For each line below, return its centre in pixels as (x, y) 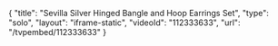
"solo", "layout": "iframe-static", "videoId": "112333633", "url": (124, 23)
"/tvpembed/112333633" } (57, 32)
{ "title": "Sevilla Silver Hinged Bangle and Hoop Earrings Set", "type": (139, 13)
